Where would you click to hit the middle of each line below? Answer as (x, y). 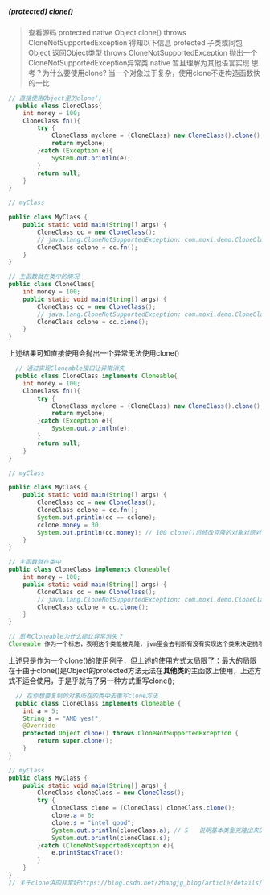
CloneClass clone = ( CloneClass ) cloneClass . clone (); (143, 808)
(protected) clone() (41, 11)
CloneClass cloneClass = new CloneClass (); (111, 793)
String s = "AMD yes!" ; (63, 718)
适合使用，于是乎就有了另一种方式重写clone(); (98, 681)
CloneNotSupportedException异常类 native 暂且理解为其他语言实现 (139, 62)
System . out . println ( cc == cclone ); (97, 517)
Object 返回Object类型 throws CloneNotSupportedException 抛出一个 (143, 52)
